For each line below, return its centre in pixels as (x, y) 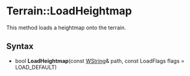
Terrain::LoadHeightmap (69, 11)
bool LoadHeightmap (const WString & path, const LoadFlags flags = (100, 60)
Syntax (20, 46)
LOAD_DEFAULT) (36, 67)
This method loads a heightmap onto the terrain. (66, 28)
